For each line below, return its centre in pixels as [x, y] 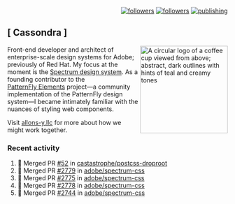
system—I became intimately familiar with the [73, 101]
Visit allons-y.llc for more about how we [64, 122]
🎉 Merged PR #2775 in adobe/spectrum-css [81, 178]
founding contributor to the [46, 79]
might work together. [37, 130]
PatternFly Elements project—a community [69, 87]
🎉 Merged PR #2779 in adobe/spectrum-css [81, 170]
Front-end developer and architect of [60, 50]
